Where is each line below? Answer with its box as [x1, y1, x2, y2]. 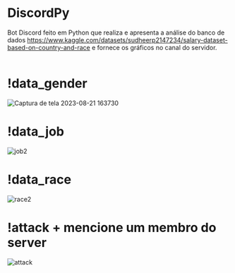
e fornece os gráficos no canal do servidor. [91, 43, 217, 51]
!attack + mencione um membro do [7, 219, 217, 236]
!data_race [7, 171, 72, 188]
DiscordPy [7, 5, 70, 21]
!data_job [7, 123, 65, 140]
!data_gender [7, 75, 88, 92]
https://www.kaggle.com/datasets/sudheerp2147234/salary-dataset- [27, 35, 228, 44]
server [7, 234, 47, 250]
